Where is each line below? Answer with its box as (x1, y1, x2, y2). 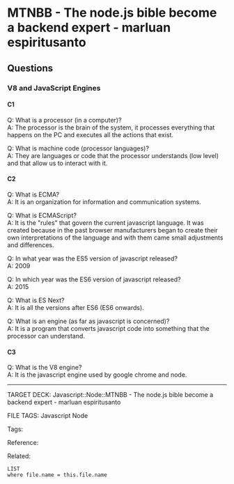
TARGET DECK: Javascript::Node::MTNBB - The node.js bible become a (7, 391, 214, 399)
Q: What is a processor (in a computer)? (7, 116, 122, 124)
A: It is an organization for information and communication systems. (7, 197, 202, 206)
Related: (7, 452, 31, 460)
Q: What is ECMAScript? (7, 211, 77, 219)
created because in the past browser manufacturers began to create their (7, 226, 218, 234)
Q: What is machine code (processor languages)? (7, 144, 150, 153)
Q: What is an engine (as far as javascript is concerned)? (7, 317, 170, 325)
